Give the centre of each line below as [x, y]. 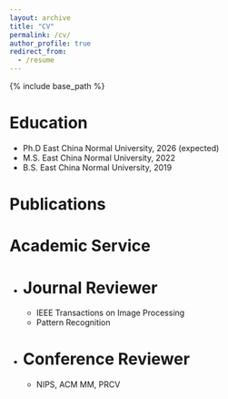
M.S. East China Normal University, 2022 [99, 158]
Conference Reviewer [106, 359]
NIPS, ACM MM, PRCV [78, 384]
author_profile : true [50, 43]
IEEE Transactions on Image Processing [110, 313]
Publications [58, 205]
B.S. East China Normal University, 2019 [97, 167]
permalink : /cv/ [40, 35]
